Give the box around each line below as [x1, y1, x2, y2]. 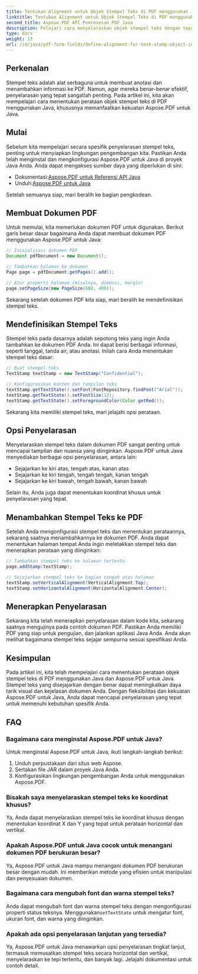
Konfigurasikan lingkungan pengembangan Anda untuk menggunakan [14, 772, 184, 779]
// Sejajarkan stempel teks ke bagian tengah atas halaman [6, 574, 154, 580]
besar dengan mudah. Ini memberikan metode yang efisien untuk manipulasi [6, 868, 192, 876]
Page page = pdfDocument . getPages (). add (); [6, 269, 115, 275]
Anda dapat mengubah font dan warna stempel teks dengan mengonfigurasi [6, 903, 192, 910]
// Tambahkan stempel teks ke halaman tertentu [6, 558, 126, 564]
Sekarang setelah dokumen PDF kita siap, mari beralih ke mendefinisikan [6, 296, 183, 303]
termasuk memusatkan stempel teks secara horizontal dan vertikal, [6, 950, 169, 957]
